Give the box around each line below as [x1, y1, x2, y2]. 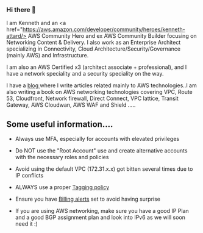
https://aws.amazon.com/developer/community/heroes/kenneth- [22, 26, 186, 33]
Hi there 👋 [6, 5, 37, 14]
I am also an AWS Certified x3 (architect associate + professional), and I [6, 63, 187, 71]
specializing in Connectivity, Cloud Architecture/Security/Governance [6, 45, 181, 52]
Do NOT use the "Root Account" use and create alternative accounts [15, 147, 188, 154]
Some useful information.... [6, 119, 113, 129]
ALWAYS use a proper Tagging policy [15, 184, 110, 191]
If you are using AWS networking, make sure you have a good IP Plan [15, 207, 189, 215]
